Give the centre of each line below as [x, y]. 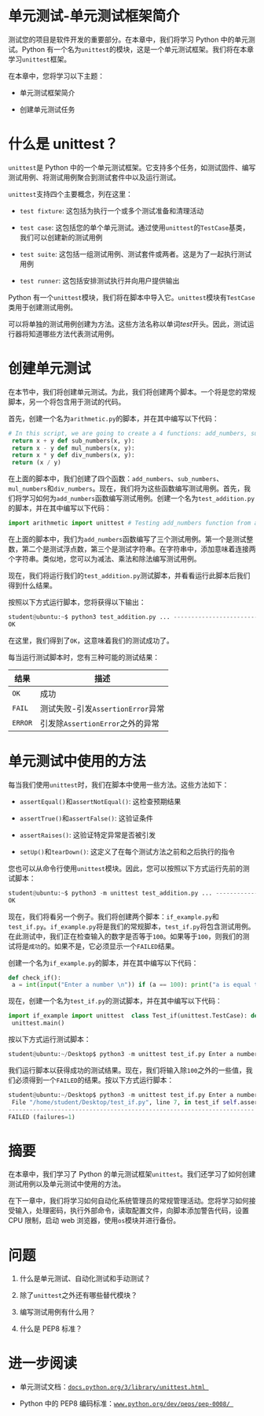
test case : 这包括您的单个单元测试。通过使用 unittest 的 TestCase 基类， [134, 227]
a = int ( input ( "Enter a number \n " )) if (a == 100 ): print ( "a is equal [131, 985]
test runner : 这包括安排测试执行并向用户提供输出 [99, 280]
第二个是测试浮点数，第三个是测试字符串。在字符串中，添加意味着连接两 [139, 549]
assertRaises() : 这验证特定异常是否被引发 [88, 835]
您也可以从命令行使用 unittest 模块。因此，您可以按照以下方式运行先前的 [126, 868]
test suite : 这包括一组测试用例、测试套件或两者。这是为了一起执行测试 [136, 254]
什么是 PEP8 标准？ [51, 1329]
